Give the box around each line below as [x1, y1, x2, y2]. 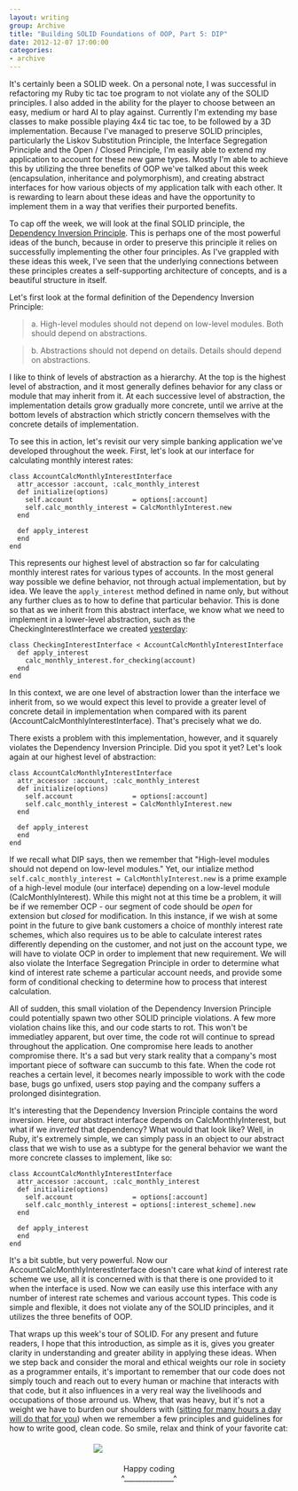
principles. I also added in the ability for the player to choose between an [9, 98, 276, 107]
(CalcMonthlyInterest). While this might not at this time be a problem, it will [9, 892, 282, 902]
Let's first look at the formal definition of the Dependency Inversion [9, 292, 255, 302]
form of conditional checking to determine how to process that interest [9, 977, 268, 987]
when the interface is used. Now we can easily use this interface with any [9, 1283, 278, 1293]
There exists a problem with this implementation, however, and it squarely [9, 733, 278, 743]
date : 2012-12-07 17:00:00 [9, 37, 109, 47]
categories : [9, 46, 53, 55]
